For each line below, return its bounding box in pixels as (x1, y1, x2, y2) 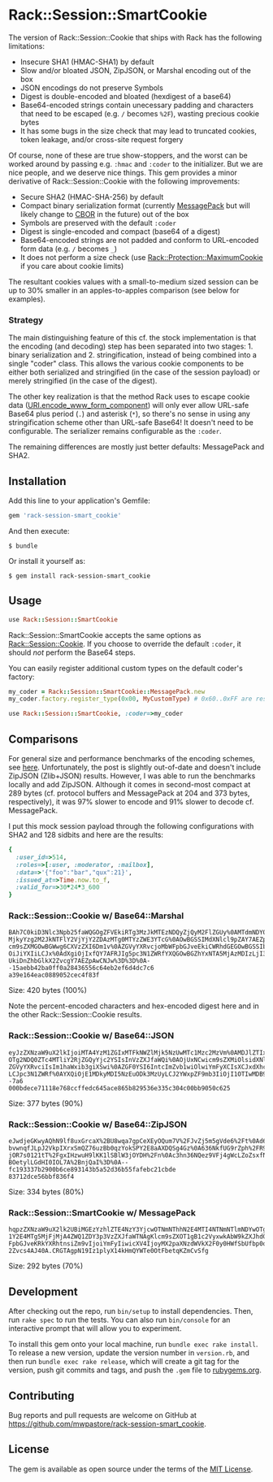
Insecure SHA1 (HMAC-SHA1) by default (19, 57, 154, 67)
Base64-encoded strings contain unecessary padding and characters (19, 100, 254, 110)
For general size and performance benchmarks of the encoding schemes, (8, 754, 256, 764)
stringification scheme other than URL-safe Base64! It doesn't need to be (8, 418, 253, 427)
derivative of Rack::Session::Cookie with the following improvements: (8, 176, 240, 186)
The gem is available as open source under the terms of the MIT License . (8, 1464, 253, 1474)
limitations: (8, 41, 45, 50)
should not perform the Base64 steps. (8, 648, 136, 657)
